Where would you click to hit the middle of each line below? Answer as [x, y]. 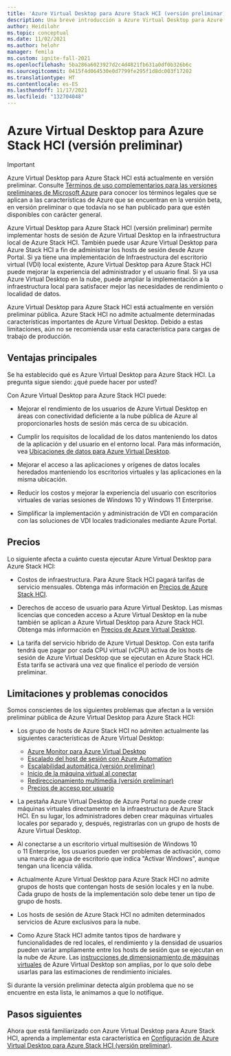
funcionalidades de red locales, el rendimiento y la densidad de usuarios [120, 943]
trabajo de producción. [40, 336]
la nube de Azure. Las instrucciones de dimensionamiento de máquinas [118, 957]
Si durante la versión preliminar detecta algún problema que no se [100, 985]
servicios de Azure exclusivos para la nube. [79, 922]
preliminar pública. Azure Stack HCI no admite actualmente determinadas [111, 314]
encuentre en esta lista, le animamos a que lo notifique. [85, 993]
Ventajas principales [52, 358]
